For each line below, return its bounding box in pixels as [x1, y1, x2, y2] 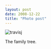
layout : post [5, 7, 32, 12]
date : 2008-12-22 [5, 12, 40, 16]
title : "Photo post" [5, 16, 47, 21]
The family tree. [5, 39, 37, 45]
